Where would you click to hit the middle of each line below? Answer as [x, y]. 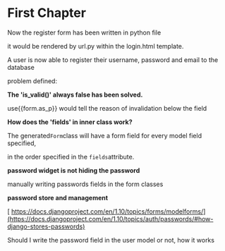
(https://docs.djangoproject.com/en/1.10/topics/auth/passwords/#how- [110, 219]
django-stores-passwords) [46, 226]
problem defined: [32, 81]
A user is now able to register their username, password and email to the [113, 60]
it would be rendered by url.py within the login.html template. [96, 46]
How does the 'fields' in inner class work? [70, 122]
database [21, 67]
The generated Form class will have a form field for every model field [105, 135]
